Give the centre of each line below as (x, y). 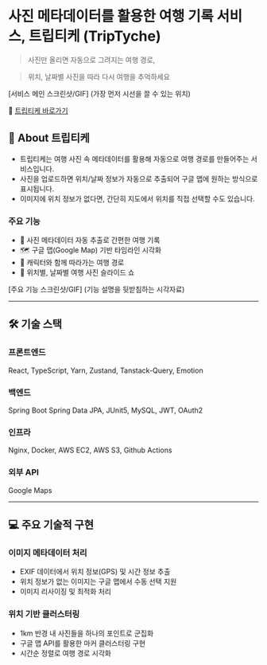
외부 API (24, 472)
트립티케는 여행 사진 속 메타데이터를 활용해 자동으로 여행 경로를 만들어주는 (134, 158)
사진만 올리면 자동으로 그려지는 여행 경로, (91, 60)
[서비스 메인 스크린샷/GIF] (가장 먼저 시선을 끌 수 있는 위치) (99, 93)
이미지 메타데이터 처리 (48, 553)
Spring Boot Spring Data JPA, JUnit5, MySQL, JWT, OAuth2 (106, 410)
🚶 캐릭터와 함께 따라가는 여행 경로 (72, 263)
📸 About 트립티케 (49, 138)
